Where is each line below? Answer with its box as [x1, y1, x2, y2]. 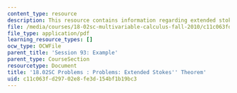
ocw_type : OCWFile [7, 43, 61, 50]
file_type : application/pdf [7, 29, 90, 37]
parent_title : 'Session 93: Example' [7, 50, 119, 57]
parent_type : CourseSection [7, 56, 90, 63]
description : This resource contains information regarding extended [7, 17, 217, 24]
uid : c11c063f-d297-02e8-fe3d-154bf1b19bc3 [7, 75, 138, 83]
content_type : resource [7, 10, 78, 17]
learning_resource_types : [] [7, 36, 93, 43]
